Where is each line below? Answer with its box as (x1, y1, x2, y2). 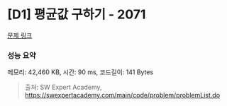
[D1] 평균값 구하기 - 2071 (7, 6, 146, 23)
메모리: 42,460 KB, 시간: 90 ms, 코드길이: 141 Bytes (7, 68, 154, 76)
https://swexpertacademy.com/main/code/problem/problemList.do (24, 91, 221, 100)
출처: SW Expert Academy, (24, 83, 102, 92)
